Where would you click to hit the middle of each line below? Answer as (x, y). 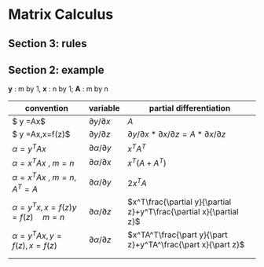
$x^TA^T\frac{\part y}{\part (178, 235)
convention (46, 108)
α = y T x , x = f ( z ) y (44, 207)
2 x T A (137, 183)
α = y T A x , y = (37, 235)
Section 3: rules (48, 44)
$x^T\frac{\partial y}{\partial (180, 202)
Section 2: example (56, 69)
